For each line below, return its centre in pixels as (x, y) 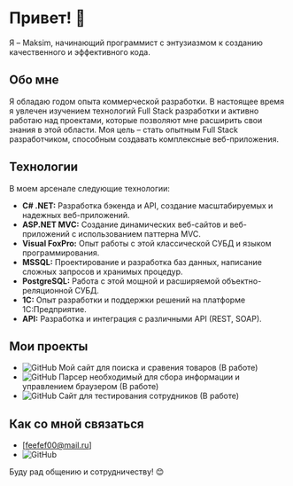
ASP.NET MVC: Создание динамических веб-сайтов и (125, 224)
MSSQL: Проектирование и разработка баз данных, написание (142, 262)
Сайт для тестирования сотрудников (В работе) (149, 396)
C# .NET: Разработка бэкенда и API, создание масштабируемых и (147, 205)
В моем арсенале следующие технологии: (90, 188)
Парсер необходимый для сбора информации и (150, 377)
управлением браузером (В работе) (90, 387)
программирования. (61, 253)
